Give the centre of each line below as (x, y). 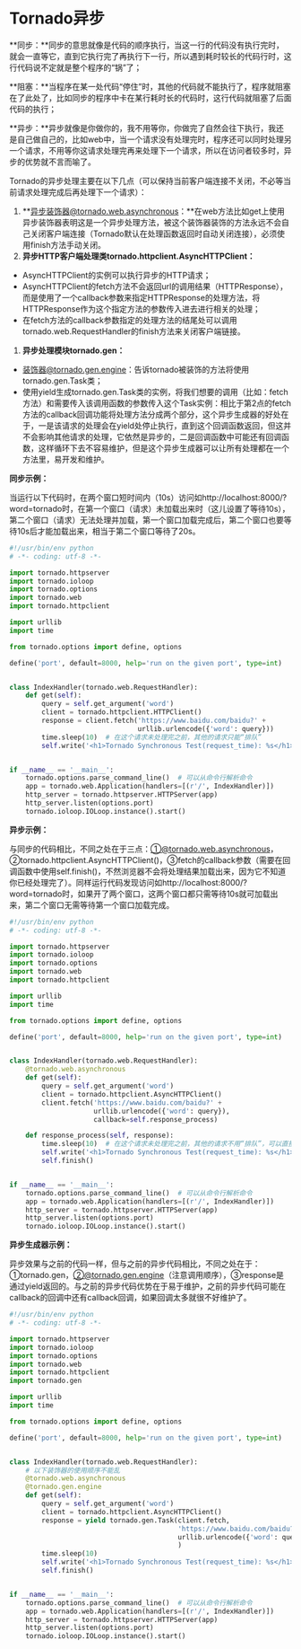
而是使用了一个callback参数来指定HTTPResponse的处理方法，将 (141, 297)
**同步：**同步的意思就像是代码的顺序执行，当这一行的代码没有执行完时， (147, 45)
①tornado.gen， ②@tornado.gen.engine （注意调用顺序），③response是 (147, 1275)
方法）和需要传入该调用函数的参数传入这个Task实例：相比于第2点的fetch (156, 403)
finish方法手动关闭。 (68, 244)
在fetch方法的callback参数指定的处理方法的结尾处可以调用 (129, 320)
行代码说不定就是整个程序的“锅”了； (76, 67)
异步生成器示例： (41, 1245)
